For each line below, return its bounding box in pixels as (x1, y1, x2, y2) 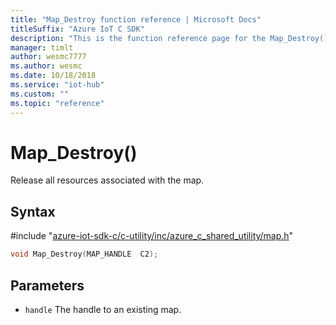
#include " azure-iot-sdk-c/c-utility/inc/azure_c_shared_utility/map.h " (10, 230, 294, 242)
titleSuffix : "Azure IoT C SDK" (10, 24, 145, 34)
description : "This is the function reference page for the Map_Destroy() (10, 33, 329, 43)
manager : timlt (10, 42, 74, 53)
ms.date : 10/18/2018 (10, 71, 97, 81)
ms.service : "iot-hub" (10, 80, 105, 90)
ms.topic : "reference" (10, 98, 105, 108)
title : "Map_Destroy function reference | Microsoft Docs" (10, 14, 262, 25)
